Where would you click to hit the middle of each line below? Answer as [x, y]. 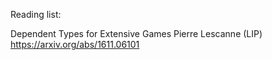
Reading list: [36, 14]
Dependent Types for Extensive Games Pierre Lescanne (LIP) [136, 33]
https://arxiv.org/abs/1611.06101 [75, 44]
